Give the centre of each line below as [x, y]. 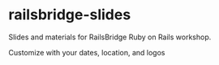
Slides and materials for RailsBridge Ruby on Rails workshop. [110, 37]
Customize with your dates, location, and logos [87, 52]
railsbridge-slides [70, 15]
